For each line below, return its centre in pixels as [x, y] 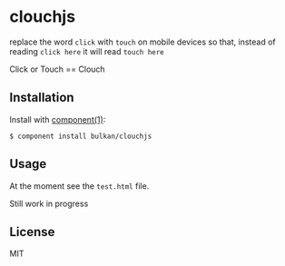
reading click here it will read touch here [87, 51]
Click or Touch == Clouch [58, 69]
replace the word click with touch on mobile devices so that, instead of [143, 42]
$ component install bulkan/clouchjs [81, 136]
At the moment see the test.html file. [79, 186]
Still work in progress [49, 203]
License [32, 232]
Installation [42, 98]
